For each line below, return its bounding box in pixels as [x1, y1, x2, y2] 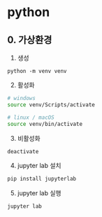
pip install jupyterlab [7, 176, 77, 183]
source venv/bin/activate [7, 120, 82, 127]
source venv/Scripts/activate [7, 101, 96, 108]
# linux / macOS [7, 113, 54, 121]
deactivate [7, 148, 39, 155]
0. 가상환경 [7, 34, 52, 45]
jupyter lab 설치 [17, 162, 61, 170]
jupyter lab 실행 [17, 189, 61, 197]
